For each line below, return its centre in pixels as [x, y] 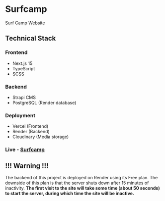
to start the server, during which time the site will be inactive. [70, 193]
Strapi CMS [24, 97]
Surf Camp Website [25, 23]
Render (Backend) [31, 132]
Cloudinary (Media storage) [41, 137]
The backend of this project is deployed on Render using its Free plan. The [82, 177]
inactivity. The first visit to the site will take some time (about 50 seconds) [82, 188]
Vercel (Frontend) [30, 126]
